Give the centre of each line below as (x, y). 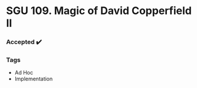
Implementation (34, 79)
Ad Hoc (24, 73)
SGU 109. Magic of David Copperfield (99, 11)
